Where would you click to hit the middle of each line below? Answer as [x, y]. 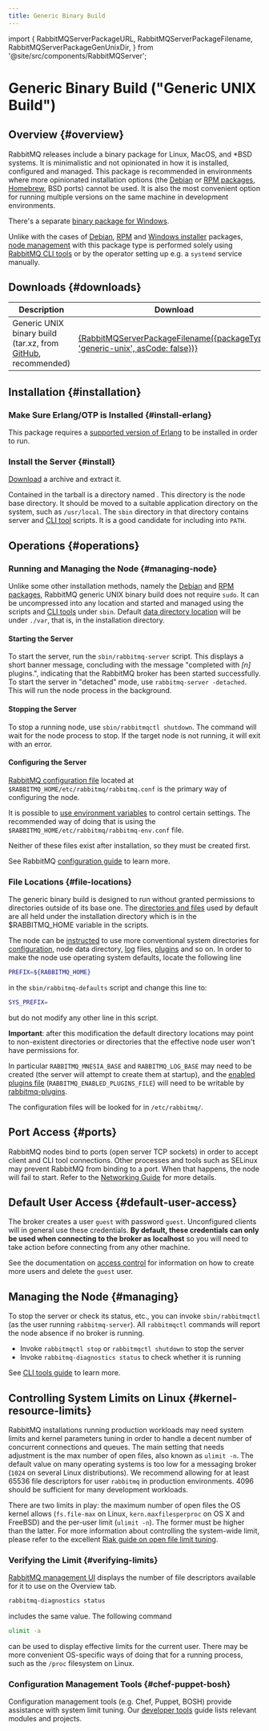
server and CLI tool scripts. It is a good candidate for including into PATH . [127, 521]
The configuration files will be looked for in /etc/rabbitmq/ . [106, 1107]
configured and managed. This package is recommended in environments [130, 171]
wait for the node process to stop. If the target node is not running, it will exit [134, 735]
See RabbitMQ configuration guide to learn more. [89, 861]
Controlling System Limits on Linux [97, 1398]
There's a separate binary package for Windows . [89, 221]
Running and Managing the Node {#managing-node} [113, 569]
